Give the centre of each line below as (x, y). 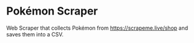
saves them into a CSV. (35, 34)
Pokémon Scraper (52, 11)
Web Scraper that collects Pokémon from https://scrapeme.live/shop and (97, 28)
